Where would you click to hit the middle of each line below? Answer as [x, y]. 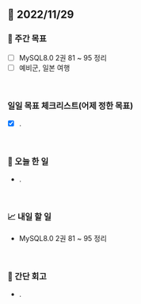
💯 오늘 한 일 [28, 162]
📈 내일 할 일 [30, 217]
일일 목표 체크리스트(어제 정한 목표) [70, 106]
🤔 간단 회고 [27, 276]
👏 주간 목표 [27, 39]
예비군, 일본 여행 [44, 68]
